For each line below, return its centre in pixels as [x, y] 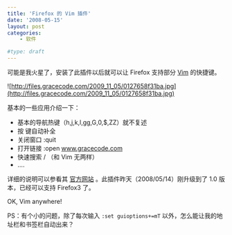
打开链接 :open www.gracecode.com [70, 148]
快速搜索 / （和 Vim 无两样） [57, 157]
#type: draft [26, 52]
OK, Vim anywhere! [35, 201]
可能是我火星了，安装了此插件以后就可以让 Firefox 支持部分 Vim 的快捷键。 [114, 72]
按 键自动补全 [36, 131]
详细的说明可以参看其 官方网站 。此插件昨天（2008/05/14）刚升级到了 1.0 [112, 179]
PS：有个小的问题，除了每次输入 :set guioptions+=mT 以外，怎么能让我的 [112, 216]
